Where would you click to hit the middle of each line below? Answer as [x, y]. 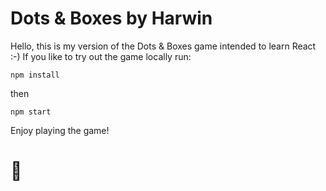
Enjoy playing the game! [60, 130]
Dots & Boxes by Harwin [111, 18]
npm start [31, 112]
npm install [35, 75]
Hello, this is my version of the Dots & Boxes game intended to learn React [163, 46]
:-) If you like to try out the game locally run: [101, 56]
